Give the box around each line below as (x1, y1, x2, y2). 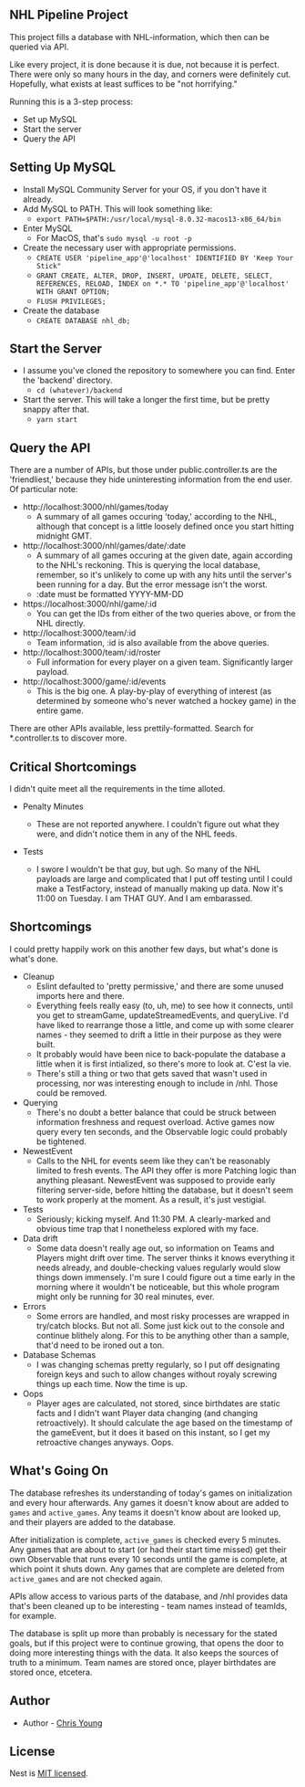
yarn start (36, 415, 78, 425)
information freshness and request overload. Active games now (36, 1116, 275, 1127)
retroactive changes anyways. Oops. (36, 1436, 175, 1447)
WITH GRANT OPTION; (36, 287, 111, 296)
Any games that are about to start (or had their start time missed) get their (9, 1543, 287, 1555)
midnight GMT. (36, 531, 93, 541)
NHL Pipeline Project (9, 7, 129, 23)
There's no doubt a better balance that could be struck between (36, 1107, 277, 1118)
